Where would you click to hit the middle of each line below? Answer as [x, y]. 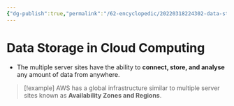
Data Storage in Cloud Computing [106, 47]
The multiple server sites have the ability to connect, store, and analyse [120, 67]
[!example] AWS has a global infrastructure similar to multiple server [122, 88]
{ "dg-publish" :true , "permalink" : [55, 14]
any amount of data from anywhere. [68, 74]
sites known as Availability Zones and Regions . [93, 95]
